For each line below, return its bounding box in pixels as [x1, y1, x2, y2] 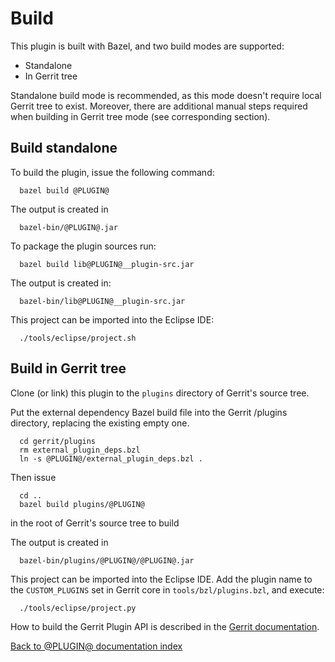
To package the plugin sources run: [10, 240, 157, 252]
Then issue [10, 471, 57, 483]
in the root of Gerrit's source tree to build [10, 517, 180, 529]
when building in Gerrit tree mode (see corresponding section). [10, 110, 271, 122]
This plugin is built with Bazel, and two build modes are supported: [10, 40, 285, 52]
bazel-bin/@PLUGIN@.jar [19, 222, 118, 232]
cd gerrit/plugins [19, 436, 97, 446]
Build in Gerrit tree [10, 360, 127, 377]
